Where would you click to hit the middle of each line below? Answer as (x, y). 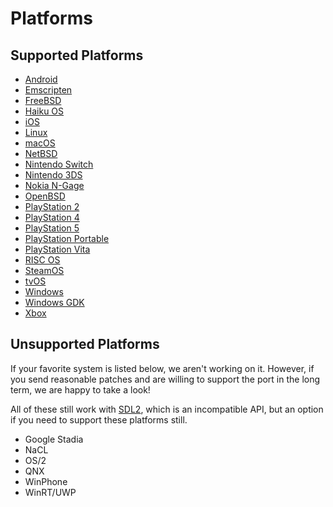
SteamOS (44, 270)
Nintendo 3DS (53, 175)
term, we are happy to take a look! (80, 389)
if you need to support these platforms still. (99, 419)
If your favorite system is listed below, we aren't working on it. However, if (162, 368)
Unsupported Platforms (85, 344)
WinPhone (46, 481)
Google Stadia (54, 439)
